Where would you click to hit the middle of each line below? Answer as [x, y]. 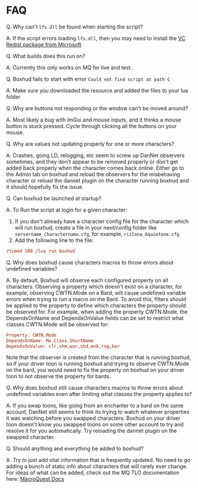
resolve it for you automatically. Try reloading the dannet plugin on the [92, 431]
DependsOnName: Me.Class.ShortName [50, 341]
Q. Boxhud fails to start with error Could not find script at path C [88, 79]
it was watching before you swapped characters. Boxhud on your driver [93, 418]
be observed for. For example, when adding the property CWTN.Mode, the [97, 311]
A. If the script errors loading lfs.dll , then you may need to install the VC [96, 38]
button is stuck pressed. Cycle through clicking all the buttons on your [92, 126]
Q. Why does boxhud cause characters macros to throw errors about [90, 262]
